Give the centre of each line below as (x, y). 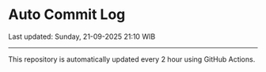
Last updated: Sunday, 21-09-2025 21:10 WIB (82, 36)
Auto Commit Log (67, 15)
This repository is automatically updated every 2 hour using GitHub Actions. (132, 59)
